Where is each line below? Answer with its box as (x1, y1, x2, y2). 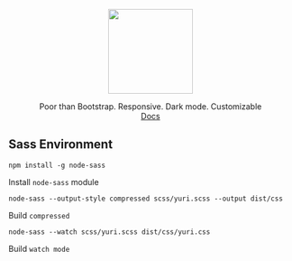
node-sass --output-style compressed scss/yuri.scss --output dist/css (8, 194, 283, 203)
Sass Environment (8, 136, 114, 153)
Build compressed (8, 210, 70, 220)
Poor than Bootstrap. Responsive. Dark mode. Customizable (39, 101, 262, 112)
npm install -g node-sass (8, 161, 105, 170)
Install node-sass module (8, 176, 100, 187)
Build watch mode (8, 243, 70, 254)
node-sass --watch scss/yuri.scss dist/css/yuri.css (8, 227, 211, 237)
